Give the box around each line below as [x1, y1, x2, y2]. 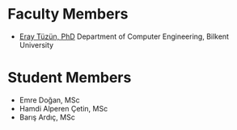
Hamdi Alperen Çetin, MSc [19, 103, 108, 113]
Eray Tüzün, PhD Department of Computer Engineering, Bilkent [19, 31, 230, 41]
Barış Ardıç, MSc [19, 112, 76, 122]
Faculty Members [7, 5, 129, 23]
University [19, 40, 54, 49]
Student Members [7, 69, 132, 87]
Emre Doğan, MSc [19, 94, 80, 105]
